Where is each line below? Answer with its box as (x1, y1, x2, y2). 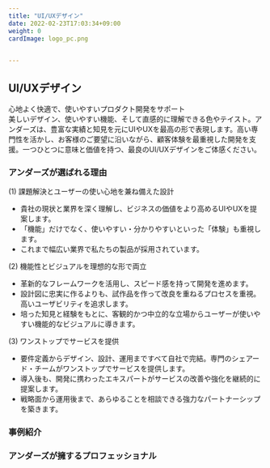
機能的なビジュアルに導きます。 (34, 319, 140, 329)
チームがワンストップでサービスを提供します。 (34, 364, 190, 373)
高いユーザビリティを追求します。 (19, 299, 133, 308)
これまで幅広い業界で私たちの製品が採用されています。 (19, 245, 204, 254)
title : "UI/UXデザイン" (8, 11, 83, 20)
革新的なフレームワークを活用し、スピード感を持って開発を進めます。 (19, 279, 253, 288)
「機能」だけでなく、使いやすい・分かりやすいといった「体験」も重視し (19, 224, 261, 234)
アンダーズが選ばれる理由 (8, 167, 108, 178)
